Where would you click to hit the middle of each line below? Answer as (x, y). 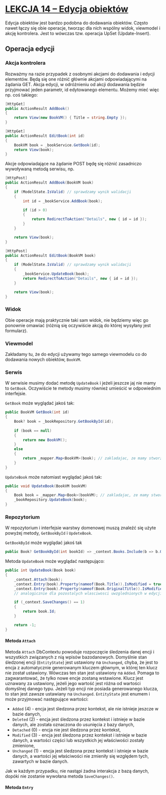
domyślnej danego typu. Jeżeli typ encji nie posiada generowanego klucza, (82, 689)
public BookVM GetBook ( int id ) (37, 412)
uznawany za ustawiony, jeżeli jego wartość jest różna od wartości (73, 683)
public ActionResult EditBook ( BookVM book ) (51, 255)
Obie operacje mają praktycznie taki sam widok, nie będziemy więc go (77, 320)
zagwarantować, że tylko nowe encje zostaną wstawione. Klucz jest (74, 678)
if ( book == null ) (33, 431)
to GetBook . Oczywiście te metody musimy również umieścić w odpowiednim (83, 388)
